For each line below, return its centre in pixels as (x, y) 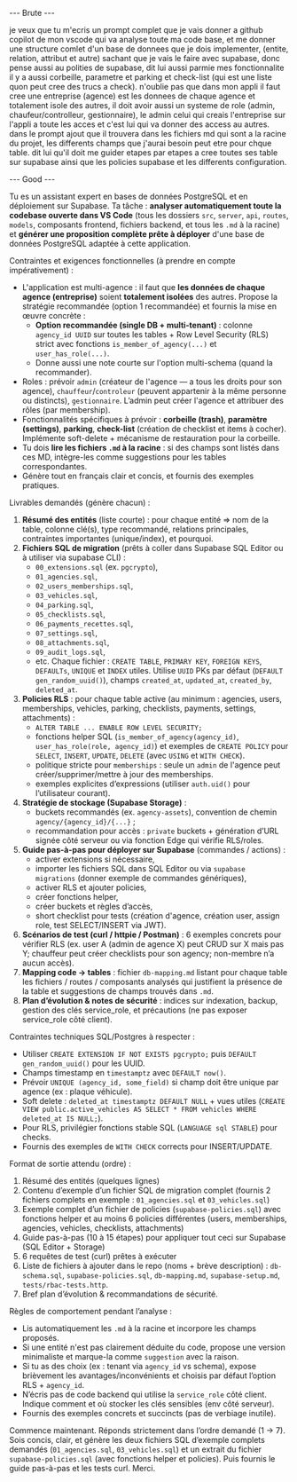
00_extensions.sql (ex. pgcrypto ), (97, 567)
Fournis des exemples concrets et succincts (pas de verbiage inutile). (149, 1413)
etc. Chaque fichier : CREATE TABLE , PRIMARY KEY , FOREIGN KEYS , (148, 661)
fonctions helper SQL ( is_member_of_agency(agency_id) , (137, 737)
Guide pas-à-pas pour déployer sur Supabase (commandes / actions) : (154, 850)
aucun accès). (48, 963)
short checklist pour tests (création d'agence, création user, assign (158, 916)
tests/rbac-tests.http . (65, 1285)
